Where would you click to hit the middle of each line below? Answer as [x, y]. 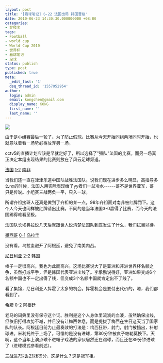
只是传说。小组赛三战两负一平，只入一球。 [48, 192]
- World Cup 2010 [23, 46]
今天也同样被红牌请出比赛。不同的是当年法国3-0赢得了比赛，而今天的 [83, 208]
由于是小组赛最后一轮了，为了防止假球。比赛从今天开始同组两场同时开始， [79, 137]
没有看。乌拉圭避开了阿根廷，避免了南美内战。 [52, 245]
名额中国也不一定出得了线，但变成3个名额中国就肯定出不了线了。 [70, 278]
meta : [10, 77]
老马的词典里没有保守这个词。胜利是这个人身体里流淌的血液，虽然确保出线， [81, 315]
